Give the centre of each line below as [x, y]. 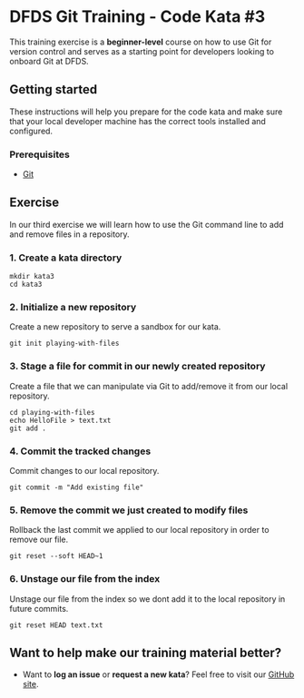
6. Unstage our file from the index [85, 579]
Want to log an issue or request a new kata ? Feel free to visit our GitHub [158, 674]
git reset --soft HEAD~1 [56, 556]
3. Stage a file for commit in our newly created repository [137, 367]
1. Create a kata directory [66, 258]
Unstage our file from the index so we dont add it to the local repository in [147, 599]
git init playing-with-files [64, 344]
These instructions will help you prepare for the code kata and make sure [146, 112]
